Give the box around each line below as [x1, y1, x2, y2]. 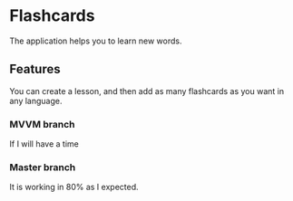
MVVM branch [9, 118, 75, 130]
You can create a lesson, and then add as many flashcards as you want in [9, 85, 284, 96]
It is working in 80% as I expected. [9, 182, 139, 193]
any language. [9, 95, 63, 106]
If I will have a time [9, 139, 79, 149]
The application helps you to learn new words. [9, 35, 182, 46]
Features [9, 62, 61, 77]
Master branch [9, 160, 76, 173]
